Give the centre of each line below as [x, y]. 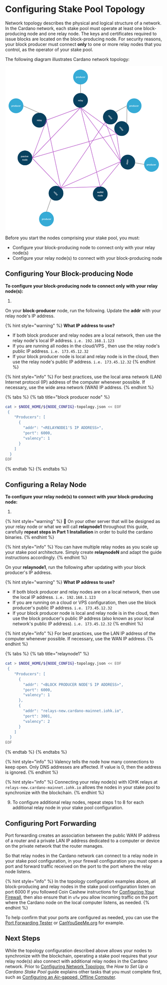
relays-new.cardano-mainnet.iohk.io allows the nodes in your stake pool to [83, 787]
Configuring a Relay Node [46, 485]
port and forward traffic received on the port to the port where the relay [79, 866]
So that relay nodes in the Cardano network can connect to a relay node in [82, 856]
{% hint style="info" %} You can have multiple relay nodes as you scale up [82, 547]
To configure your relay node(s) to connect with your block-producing [79, 497]
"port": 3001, [38, 716]
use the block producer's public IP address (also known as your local [83, 618]
